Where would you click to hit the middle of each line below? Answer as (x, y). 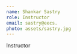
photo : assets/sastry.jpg (38, 28)
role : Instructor (28, 17)
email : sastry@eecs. (32, 23)
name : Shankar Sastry (33, 12)
